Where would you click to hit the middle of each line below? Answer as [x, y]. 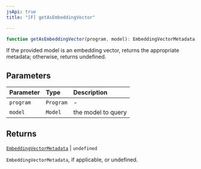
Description [90, 92]
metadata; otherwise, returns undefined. [56, 57]
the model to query [100, 113]
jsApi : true [21, 12]
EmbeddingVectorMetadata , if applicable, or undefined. [72, 160]
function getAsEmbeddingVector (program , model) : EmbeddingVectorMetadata [101, 39]
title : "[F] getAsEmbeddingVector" [51, 17]
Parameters [29, 76]
